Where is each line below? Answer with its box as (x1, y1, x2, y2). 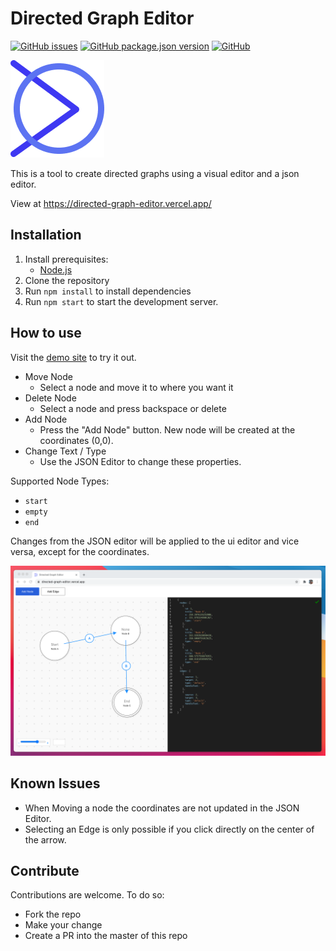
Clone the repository (24, 274, 110, 286)
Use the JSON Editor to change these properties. (39, 455, 242, 467)
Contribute (10, 862, 80, 879)
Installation (10, 227, 82, 244)
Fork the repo (24, 908, 82, 921)
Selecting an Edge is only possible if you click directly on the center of (24, 823, 315, 835)
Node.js (39, 263, 73, 276)
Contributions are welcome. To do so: (10, 889, 165, 901)
